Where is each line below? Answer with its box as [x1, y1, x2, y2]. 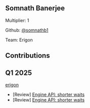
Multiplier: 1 [5, 17, 29, 23]
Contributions [5, 51, 50, 60]
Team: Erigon [5, 37, 33, 43]
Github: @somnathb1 [5, 27, 49, 33]
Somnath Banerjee [5, 4, 65, 13]
